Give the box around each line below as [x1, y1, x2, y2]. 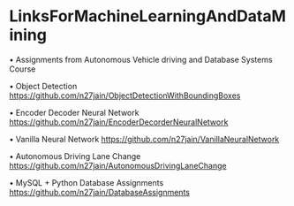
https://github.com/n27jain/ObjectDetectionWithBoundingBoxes [9, 90, 241, 101]
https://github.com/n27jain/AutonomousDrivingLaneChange [9, 160, 227, 171]
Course [9, 64, 36, 74]
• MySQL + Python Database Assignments [9, 177, 164, 187]
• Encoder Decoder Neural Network [9, 107, 139, 118]
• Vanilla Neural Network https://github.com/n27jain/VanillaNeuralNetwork [9, 134, 280, 144]
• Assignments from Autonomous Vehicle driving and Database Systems [9, 54, 273, 65]
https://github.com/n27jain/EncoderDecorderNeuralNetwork [9, 117, 229, 127]
